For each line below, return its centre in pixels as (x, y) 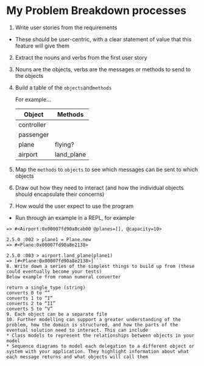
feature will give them (42, 46)
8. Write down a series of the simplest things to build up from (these (100, 266)
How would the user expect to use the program (74, 206)
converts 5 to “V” (30, 309)
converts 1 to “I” (30, 298)
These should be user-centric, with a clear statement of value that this (103, 39)
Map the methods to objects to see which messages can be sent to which (106, 169)
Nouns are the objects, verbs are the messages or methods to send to (103, 69)
